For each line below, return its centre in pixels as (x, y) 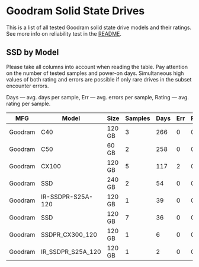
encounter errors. (28, 86)
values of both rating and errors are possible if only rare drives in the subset (99, 79)
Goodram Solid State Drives (76, 11)
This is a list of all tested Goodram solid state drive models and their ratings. (99, 27)
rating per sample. (28, 103)
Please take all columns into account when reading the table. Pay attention (97, 67)
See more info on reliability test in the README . (64, 33)
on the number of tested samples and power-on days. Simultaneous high (95, 73)
